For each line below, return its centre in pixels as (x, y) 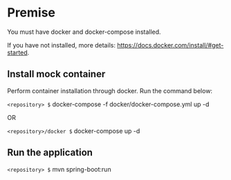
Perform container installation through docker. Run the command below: (110, 90)
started (17, 52)
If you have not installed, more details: (62, 45)
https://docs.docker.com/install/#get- (170, 45)
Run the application (50, 153)
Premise (31, 13)
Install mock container (56, 74)
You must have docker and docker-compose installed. (84, 32)
